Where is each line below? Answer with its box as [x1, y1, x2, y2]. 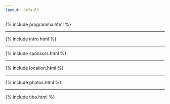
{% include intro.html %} [5, 36, 57, 42]
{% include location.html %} [5, 65, 64, 71]
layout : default [5, 7, 39, 13]
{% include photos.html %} [5, 79, 62, 85]
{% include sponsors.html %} [5, 50, 67, 56]
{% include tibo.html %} [5, 94, 55, 100]
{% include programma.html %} [5, 21, 71, 27]
